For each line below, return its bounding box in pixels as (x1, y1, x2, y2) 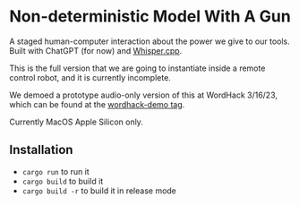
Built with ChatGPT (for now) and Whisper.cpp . (9, 45, 183, 56)
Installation (9, 142, 73, 158)
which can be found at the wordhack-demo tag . (9, 98, 185, 109)
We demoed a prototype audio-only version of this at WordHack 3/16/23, (9, 90, 278, 100)
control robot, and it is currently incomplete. (9, 72, 172, 82)
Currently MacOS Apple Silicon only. (9, 116, 143, 127)
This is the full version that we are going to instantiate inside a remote (9, 63, 266, 73)
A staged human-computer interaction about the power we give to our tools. (9, 36, 290, 47)
